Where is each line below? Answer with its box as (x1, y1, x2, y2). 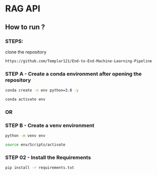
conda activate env (5, 96, 46, 102)
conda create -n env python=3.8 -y (5, 88, 79, 93)
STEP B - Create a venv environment (5, 122, 94, 129)
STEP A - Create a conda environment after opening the (5, 70, 142, 77)
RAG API (5, 3, 41, 14)
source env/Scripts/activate (5, 142, 66, 147)
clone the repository (5, 49, 47, 55)
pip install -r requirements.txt (5, 165, 75, 171)
